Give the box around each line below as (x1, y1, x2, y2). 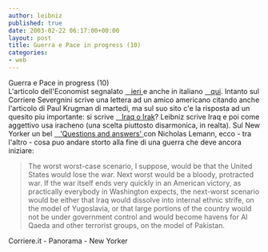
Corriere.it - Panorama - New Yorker (8, 236, 128, 246)
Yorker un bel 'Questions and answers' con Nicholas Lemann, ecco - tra (8, 128, 252, 138)
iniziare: (8, 145, 34, 156)
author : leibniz (8, 11, 62, 20)
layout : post (8, 33, 52, 42)
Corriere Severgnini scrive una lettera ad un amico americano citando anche (8, 95, 260, 104)
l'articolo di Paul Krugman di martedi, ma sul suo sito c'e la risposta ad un (8, 103, 250, 112)
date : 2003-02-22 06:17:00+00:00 (8, 26, 120, 34)
